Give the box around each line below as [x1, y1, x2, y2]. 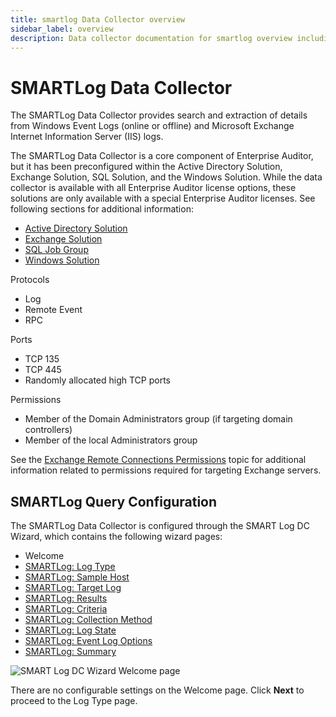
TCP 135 [24, 353, 60, 365]
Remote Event [24, 304, 83, 316]
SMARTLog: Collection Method [24, 614, 153, 626]
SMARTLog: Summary [24, 646, 117, 658]
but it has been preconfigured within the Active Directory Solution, [10, 161, 283, 173]
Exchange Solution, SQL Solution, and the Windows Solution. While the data [10, 171, 323, 183]
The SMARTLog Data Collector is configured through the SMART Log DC [10, 520, 310, 532]
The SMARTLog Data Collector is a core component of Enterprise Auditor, [10, 150, 314, 162]
